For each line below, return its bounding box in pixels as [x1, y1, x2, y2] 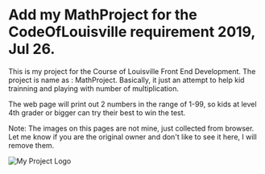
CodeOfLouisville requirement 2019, [8, 23, 255, 41]
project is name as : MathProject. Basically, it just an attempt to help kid [8, 75, 245, 85]
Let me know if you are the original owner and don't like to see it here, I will [8, 131, 258, 142]
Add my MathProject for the [8, 6, 197, 24]
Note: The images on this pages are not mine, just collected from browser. [8, 123, 255, 133]
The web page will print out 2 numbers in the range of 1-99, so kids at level [8, 99, 257, 109]
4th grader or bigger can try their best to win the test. [8, 107, 186, 118]
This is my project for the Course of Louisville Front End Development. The [8, 66, 256, 76]
